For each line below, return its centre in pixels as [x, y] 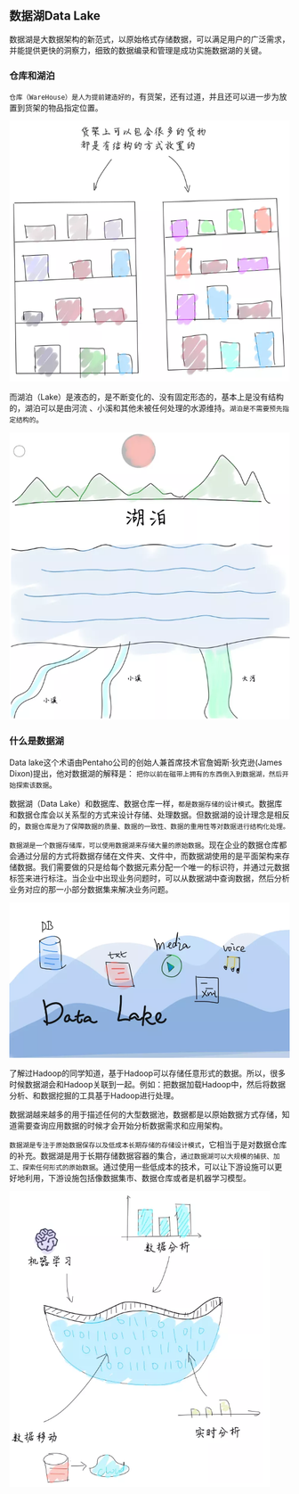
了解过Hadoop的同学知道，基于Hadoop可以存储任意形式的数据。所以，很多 [148, 1073]
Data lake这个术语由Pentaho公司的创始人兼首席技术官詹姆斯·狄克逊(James [146, 762]
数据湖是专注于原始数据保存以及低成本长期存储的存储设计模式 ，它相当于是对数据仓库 [148, 1145]
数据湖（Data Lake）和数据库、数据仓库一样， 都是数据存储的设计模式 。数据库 [146, 803]
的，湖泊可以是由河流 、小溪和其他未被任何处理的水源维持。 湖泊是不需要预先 [146, 407]
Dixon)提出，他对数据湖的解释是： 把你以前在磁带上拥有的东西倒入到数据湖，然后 [146, 773]
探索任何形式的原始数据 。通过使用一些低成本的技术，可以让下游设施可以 [148, 1167]
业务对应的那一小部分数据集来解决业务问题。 [91, 889]
